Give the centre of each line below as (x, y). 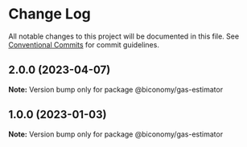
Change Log (49, 14)
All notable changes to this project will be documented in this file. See (124, 36)
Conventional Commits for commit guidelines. (84, 44)
